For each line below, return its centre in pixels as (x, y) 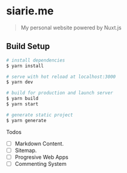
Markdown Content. (39, 143)
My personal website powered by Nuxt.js (71, 28)
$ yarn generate (26, 120)
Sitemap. (26, 150)
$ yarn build (22, 99)
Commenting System (41, 163)
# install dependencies (36, 60)
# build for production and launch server (60, 93)
